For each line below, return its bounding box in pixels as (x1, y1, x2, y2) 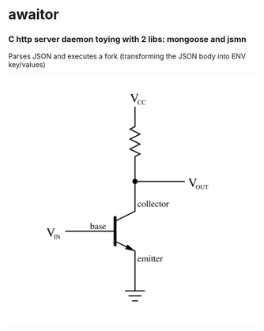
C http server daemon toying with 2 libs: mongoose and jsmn (8, 34, 247, 45)
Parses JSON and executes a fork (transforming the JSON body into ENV (8, 51, 247, 61)
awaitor (8, 6, 59, 24)
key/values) (8, 60, 46, 70)
